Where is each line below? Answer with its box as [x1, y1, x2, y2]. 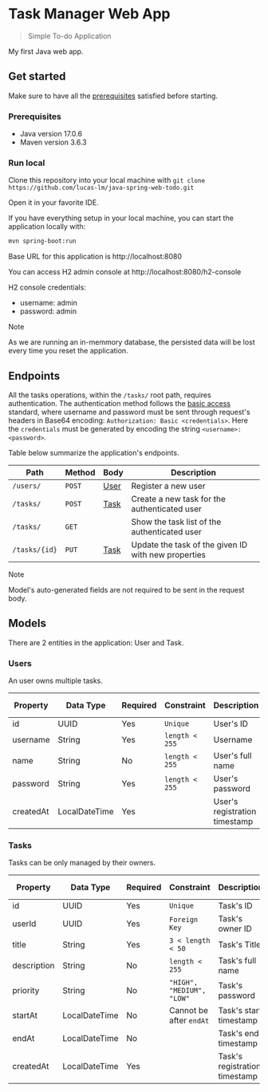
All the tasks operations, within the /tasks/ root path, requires [8, 390, 211, 400]
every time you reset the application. [8, 346, 129, 356]
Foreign [168, 915, 199, 924]
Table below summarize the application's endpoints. [8, 448, 179, 458]
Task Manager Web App [8, 5, 171, 23]
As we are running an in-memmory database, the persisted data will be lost [8, 337, 255, 347]
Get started [8, 69, 66, 84]
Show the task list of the [131, 516, 222, 527]
